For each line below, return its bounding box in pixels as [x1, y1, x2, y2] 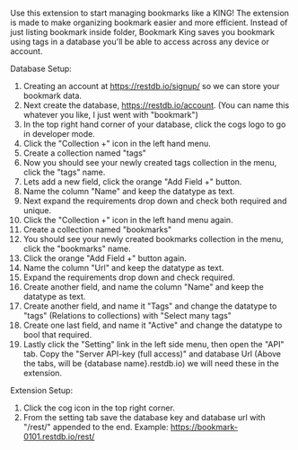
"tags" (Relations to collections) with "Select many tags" [22, 310, 232, 320]
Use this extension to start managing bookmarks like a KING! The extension [10, 8, 290, 18]
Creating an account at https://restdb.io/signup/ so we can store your [22, 81, 280, 91]
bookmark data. [22, 90, 83, 101]
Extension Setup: [10, 385, 74, 395]
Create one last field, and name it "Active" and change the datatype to [22, 319, 283, 330]
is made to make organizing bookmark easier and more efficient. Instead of [10, 17, 288, 28]
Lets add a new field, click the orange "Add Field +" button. [22, 176, 242, 187]
